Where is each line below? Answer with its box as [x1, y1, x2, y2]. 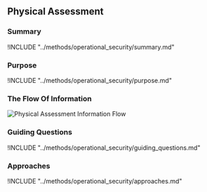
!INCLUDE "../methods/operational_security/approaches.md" [7, 177, 182, 185]
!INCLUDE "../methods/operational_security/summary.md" [7, 42, 175, 51]
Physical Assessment [7, 6, 104, 18]
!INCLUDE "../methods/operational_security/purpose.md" [7, 76, 172, 84]
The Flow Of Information [7, 94, 93, 103]
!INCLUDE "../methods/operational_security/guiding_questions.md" [7, 143, 201, 152]
